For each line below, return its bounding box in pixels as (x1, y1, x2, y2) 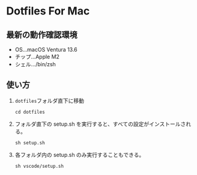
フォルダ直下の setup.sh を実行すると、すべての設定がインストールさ (14, 120, 186, 127)
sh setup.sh (14, 140, 45, 146)
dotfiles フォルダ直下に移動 (14, 97, 85, 104)
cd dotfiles (14, 109, 45, 115)
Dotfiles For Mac (6, 4, 90, 18)
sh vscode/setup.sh (14, 163, 64, 169)
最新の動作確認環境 (6, 29, 77, 40)
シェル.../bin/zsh (14, 61, 56, 67)
